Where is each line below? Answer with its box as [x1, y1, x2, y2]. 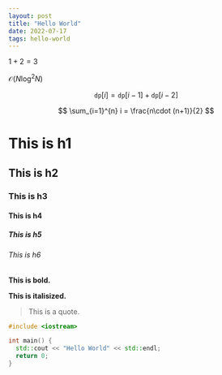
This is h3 [8, 191, 48, 202]
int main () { [8, 337, 53, 345]
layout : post [8, 11, 53, 20]
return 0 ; [15, 352, 49, 360]
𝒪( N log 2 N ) [8, 72, 43, 84]
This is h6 [8, 249, 41, 260]
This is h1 [8, 135, 72, 153]
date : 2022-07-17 [8, 27, 67, 35]
